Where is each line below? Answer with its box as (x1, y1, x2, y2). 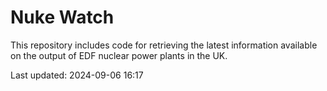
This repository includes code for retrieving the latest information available (10, 39, 318, 51)
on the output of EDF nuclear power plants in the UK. (10, 49, 228, 61)
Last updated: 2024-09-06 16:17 (10, 69, 144, 81)
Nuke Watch (10, 6, 115, 29)
